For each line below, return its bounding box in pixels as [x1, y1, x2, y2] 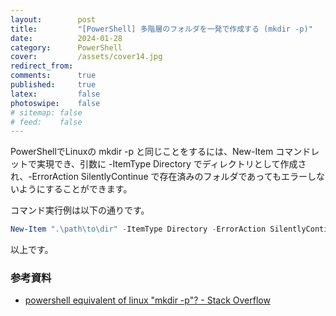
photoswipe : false [10, 98, 101, 108]
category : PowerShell [10, 42, 123, 53]
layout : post [10, 14, 97, 25]
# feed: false [10, 117, 83, 127]
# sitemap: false [10, 107, 83, 118]
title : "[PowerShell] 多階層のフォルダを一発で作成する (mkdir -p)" [10, 24, 313, 34]
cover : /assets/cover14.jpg [10, 52, 163, 62]
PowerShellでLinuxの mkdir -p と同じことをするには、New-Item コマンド [10, 146, 312, 158]
